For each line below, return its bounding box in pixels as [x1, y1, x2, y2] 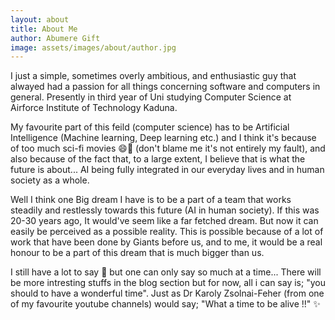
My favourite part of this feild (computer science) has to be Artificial [10, 121, 290, 133]
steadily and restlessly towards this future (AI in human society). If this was [10, 204, 320, 216]
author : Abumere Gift [10, 33, 101, 43]
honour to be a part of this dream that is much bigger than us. [10, 247, 265, 259]
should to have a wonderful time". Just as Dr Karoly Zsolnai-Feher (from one [10, 287, 325, 300]
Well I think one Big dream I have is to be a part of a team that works [10, 194, 292, 206]
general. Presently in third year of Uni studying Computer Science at [10, 91, 292, 103]
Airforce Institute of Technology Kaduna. [10, 102, 178, 114]
